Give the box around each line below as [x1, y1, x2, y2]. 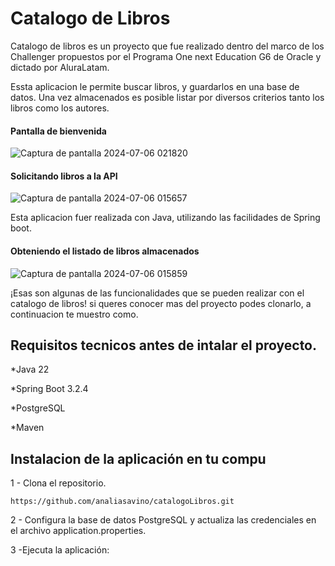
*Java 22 [10, 363, 50, 376]
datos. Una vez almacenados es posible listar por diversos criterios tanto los [10, 91, 325, 103]
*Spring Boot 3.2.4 [10, 383, 89, 395]
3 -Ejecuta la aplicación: [10, 544, 110, 556]
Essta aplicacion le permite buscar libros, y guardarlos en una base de [10, 80, 300, 92]
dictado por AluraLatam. [10, 61, 110, 73]
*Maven [10, 422, 45, 434]
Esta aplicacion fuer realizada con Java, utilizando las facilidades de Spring [10, 212, 321, 224]
